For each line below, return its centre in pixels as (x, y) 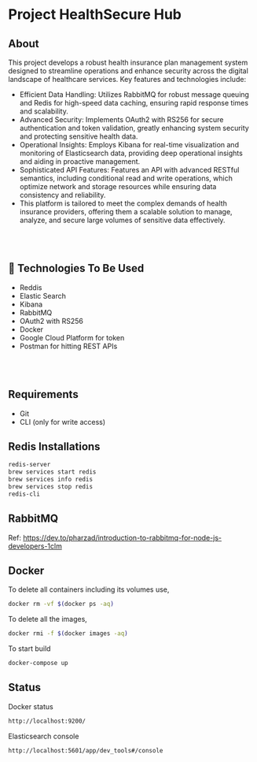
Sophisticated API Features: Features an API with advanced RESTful (129, 170)
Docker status (31, 706)
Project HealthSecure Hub (95, 15)
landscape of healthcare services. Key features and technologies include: (127, 79)
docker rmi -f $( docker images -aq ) (68, 634)
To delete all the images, (48, 619)
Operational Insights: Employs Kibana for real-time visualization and (129, 145)
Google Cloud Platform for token (72, 337)
